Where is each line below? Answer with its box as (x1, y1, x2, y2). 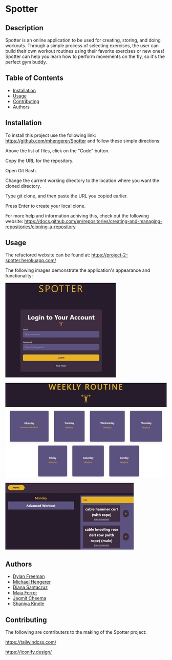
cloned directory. (5, 183, 41, 189)
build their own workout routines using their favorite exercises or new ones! (5, 48, 165, 54)
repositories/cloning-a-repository (5, 224, 76, 230)
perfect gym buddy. (5, 59, 47, 65)
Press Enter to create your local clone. (5, 203, 86, 209)
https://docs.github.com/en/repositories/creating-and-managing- (24, 218, 163, 224)
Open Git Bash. (5, 167, 37, 173)
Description (5, 24, 44, 32)
